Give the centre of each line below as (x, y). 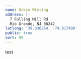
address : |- (18, 14)
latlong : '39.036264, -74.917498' (42, 28)
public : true (19, 33)
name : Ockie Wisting (27, 10)
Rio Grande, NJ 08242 (32, 24)
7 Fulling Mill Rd (29, 19)
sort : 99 (14, 38)
